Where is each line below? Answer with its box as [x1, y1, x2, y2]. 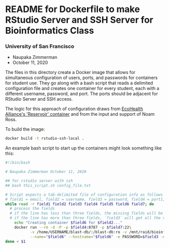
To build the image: [5, 126, 45, 132]
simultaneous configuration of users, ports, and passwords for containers [5, 74, 158, 81]
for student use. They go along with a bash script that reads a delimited [5, 80, 153, 86]
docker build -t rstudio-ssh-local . [5, 136, 84, 141]
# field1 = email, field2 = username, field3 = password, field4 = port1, [5, 197, 165, 202]
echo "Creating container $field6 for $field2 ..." [14, 220, 123, 225]
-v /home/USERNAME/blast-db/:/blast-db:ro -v [30, 229, 127, 234]
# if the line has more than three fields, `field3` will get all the [10, 215, 161, 221]
